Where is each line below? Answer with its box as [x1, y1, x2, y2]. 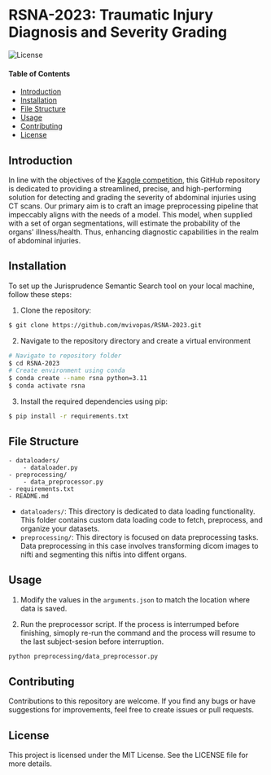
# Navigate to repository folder [8, 352, 122, 360]
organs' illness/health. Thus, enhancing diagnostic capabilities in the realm [8, 226, 259, 237]
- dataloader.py [23, 463, 79, 471]
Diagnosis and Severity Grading [8, 23, 228, 42]
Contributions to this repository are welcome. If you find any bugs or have [8, 696, 256, 706]
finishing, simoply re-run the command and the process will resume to [20, 628, 256, 637]
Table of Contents [8, 68, 71, 78]
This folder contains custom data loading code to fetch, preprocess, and [20, 514, 263, 524]
